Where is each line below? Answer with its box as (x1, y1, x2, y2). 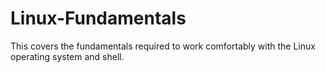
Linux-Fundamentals (10, 7, 187, 30)
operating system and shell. (10, 50, 125, 62)
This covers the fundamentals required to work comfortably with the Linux (10, 40, 316, 52)
